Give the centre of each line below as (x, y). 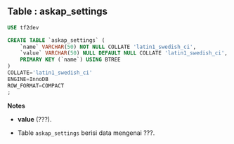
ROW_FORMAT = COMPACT (36, 86)
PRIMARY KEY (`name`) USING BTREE (70, 60)
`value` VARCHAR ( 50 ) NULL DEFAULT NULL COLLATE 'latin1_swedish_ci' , (124, 53)
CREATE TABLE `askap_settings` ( (56, 40)
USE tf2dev (23, 27)
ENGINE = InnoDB (28, 79)
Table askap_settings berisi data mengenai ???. (86, 133)
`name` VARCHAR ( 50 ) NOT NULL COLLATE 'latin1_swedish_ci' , (108, 47)
